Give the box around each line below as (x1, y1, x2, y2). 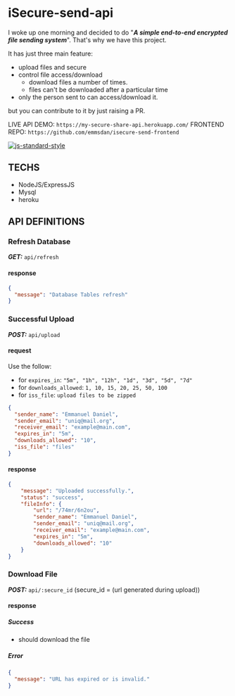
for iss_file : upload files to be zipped (18, 391, 136, 399)
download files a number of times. (28, 77, 128, 86)
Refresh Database (8, 237, 71, 247)
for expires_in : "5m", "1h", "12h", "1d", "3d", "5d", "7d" (18, 375, 193, 384)
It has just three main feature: (8, 49, 94, 58)
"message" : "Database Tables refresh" (14, 291, 129, 298)
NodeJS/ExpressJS (18, 180, 75, 189)
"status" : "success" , (20, 494, 84, 501)
